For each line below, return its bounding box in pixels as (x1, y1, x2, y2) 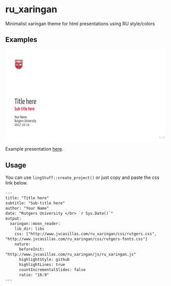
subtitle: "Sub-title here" (5, 201, 66, 206)
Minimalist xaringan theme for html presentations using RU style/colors (5, 21, 155, 27)
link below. (5, 180, 28, 186)
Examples (5, 35, 37, 44)
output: (5, 216, 22, 221)
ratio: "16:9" (18, 273, 50, 278)
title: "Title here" (5, 196, 50, 201)
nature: (14, 242, 31, 247)
